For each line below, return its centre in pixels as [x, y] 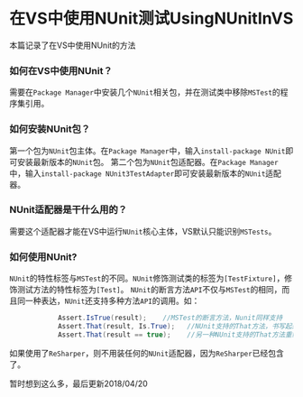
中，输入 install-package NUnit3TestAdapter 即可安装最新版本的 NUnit [138, 173]
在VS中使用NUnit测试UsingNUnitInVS [151, 18]
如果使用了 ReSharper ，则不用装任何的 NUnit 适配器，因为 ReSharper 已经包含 [147, 353]
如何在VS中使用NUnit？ [61, 70]
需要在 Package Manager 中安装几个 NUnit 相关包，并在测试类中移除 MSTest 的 [145, 92]
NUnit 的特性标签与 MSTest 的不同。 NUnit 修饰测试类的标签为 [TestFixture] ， [147, 278]
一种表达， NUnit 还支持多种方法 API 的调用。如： [112, 301]
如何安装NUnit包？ [50, 129]
